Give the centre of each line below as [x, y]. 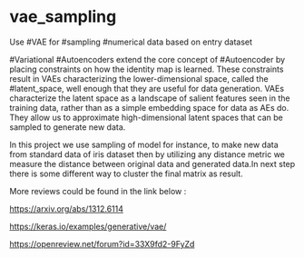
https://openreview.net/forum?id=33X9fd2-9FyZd [102, 243]
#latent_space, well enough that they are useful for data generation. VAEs [147, 88]
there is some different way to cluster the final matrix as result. [126, 174]
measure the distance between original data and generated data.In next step [152, 164]
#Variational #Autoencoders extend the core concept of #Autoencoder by [147, 59]
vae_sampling [63, 17]
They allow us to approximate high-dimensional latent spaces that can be [146, 117]
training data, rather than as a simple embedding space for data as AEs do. [149, 107]
